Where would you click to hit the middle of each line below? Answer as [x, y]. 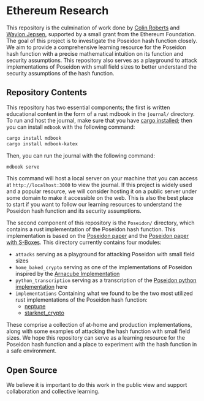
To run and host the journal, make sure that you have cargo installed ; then [100, 120]
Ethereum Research [58, 11]
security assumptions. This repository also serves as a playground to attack [102, 60]
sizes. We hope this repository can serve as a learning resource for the [96, 338]
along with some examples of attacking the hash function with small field [98, 331]
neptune [35, 307]
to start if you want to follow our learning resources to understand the [94, 204]
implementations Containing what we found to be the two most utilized [104, 293]
